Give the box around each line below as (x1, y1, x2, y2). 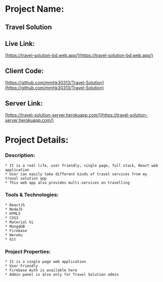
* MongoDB (5, 224, 25, 229)
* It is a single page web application (5, 259, 86, 264)
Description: (5, 152, 35, 159)
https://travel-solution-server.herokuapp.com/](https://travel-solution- (6, 112, 148, 118)
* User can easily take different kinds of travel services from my (5, 171, 147, 177)
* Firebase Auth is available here (5, 268, 78, 273)
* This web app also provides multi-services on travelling (5, 180, 130, 185)
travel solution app (5, 176, 47, 181)
